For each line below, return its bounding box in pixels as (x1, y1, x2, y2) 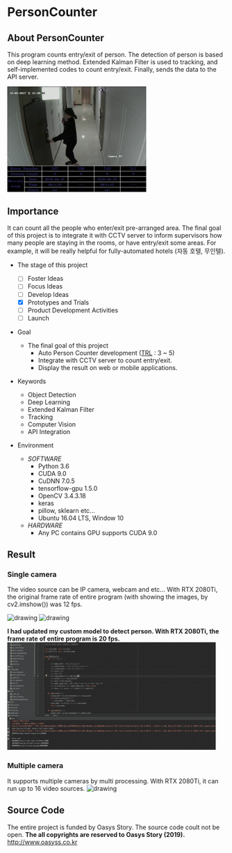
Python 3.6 (38, 461, 69, 470)
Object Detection (27, 390, 76, 399)
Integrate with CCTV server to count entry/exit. (38, 356, 172, 364)
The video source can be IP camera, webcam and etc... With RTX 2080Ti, (7, 585, 218, 594)
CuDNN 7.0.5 (38, 477, 75, 485)
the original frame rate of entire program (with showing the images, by (7, 593, 208, 601)
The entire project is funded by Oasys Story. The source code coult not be (7, 823, 220, 831)
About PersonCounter (7, 32, 104, 44)
